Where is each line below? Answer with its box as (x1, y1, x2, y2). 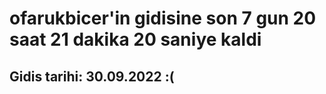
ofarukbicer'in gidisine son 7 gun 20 (9, 7, 317, 30)
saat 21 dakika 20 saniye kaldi (9, 28, 262, 51)
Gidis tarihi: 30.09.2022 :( (9, 68, 175, 85)
